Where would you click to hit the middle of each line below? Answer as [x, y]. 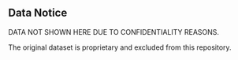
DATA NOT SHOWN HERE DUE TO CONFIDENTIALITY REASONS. [113, 32]
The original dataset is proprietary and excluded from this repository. [120, 47]
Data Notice [38, 13]
